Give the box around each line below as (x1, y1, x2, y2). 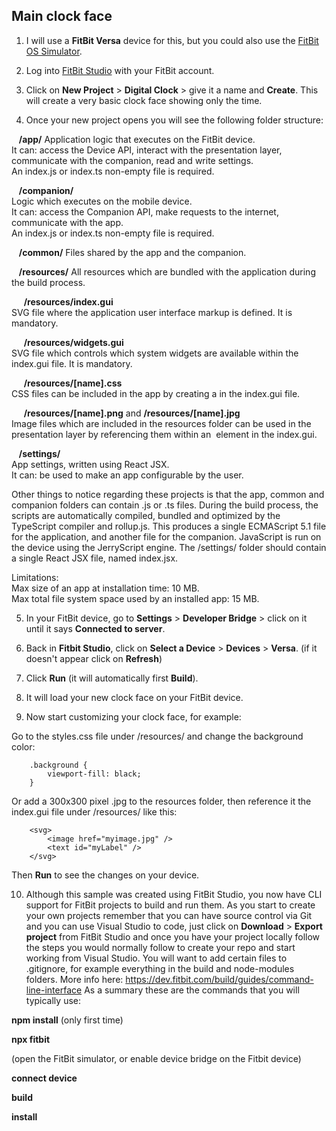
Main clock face (11, 8, 113, 25)
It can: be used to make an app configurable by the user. (11, 469, 244, 481)
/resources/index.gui (23, 295, 114, 308)
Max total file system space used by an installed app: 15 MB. (11, 592, 260, 604)
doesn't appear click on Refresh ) (25, 652, 163, 664)
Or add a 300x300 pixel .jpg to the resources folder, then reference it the (11, 795, 312, 807)
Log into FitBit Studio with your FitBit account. (25, 64, 215, 76)
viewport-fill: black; (47, 769, 142, 779)
